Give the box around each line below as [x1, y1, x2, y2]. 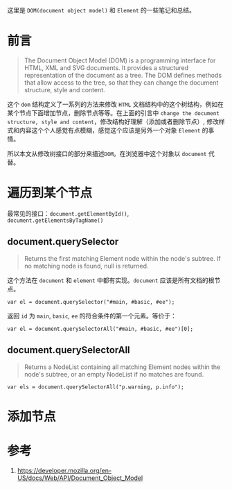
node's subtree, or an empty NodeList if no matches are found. [24, 370, 204, 378]
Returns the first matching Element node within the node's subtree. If [24, 254, 222, 262]
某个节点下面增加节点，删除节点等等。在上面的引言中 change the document [7, 108, 220, 117]
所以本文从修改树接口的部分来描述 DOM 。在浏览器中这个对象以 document [7, 149, 207, 157]
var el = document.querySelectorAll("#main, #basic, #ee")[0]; [7, 325, 194, 332]
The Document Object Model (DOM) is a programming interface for [24, 56, 216, 65]
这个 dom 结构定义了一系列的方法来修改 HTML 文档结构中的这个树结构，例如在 [7, 100, 224, 108]
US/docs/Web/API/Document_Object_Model [17, 474, 143, 482]
